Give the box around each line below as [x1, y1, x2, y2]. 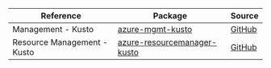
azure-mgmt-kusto [117, 24, 193, 34]
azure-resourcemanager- [117, 37, 218, 47]
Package [152, 10, 188, 21]
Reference [40, 10, 82, 21]
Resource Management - [12, 37, 109, 47]
